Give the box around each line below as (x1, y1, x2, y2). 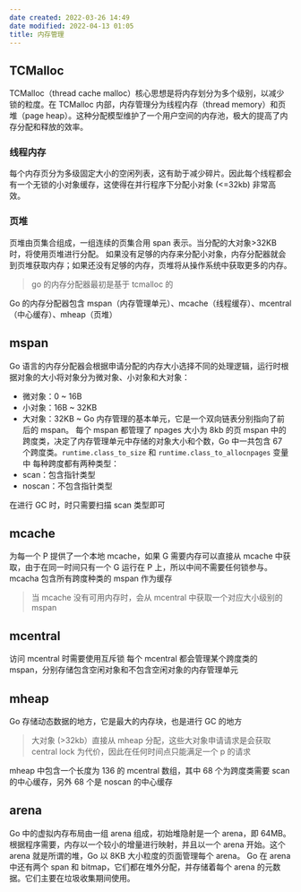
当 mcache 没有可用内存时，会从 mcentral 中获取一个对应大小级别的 (30, 593, 284, 603)
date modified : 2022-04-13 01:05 (9, 22, 134, 30)
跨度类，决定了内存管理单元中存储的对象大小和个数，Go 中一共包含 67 (21, 436, 283, 446)
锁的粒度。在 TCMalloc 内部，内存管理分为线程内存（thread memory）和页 (9, 100, 287, 110)
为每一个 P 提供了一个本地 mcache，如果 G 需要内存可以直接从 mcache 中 (9, 550, 284, 561)
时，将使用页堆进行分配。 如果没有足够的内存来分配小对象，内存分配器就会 (9, 248, 287, 259)
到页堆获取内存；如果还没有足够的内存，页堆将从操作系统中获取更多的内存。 (9, 259, 292, 270)
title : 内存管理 (9, 30, 64, 39)
